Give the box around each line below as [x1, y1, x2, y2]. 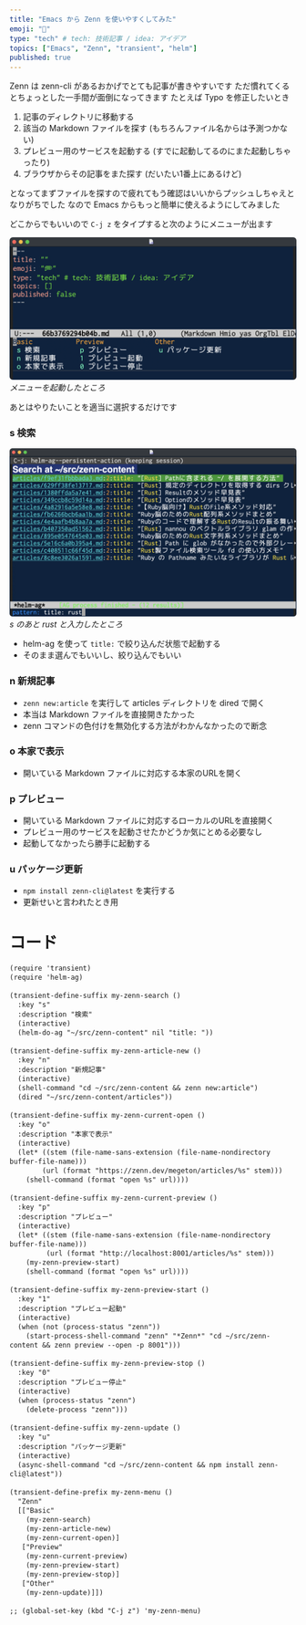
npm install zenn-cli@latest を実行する [22, 885, 176, 896]
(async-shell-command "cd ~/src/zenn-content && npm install [17, 1461, 255, 1470]
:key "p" [17, 1203, 51, 1213]
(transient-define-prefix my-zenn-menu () [9, 1488, 173, 1497]
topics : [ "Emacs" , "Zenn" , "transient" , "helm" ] [9, 44, 198, 53]
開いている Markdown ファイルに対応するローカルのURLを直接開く [22, 815, 275, 826]
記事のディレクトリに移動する [22, 111, 135, 122]
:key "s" [17, 1000, 51, 1010]
